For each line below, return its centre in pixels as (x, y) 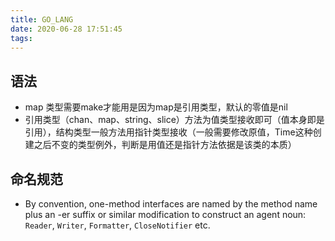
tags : (21, 38)
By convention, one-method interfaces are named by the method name (171, 204)
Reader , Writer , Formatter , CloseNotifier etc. (117, 225)
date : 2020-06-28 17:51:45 (66, 29)
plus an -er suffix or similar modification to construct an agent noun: (165, 214)
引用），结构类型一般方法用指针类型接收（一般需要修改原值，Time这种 (168, 132)
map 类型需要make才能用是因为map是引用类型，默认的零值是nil (156, 107)
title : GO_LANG (42, 19)
